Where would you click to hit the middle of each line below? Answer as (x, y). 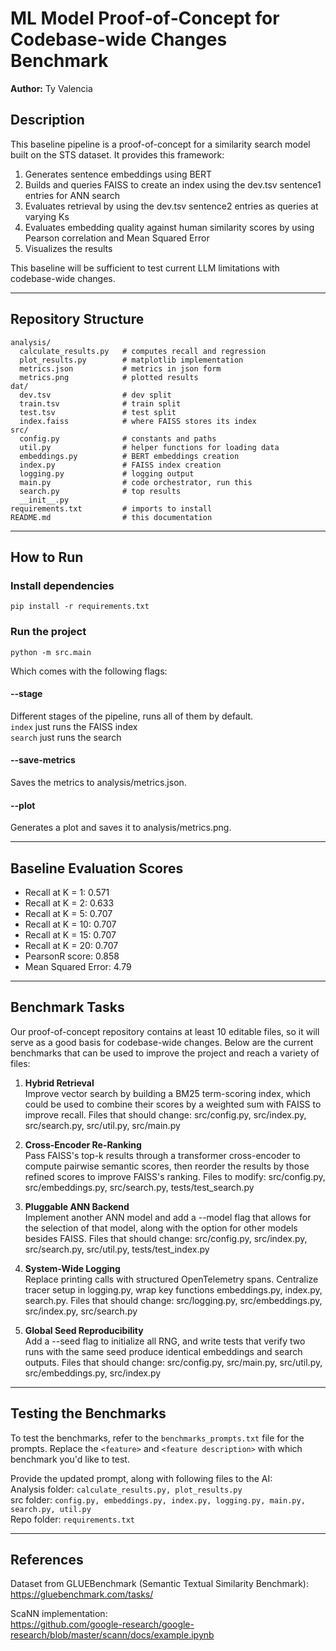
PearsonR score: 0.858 (72, 956)
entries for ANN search (72, 195)
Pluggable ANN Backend (77, 1206)
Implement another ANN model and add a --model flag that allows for (168, 1217)
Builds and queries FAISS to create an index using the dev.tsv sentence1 (173, 184)
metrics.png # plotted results (109, 377)
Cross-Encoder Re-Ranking (83, 1144)
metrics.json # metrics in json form (120, 368)
